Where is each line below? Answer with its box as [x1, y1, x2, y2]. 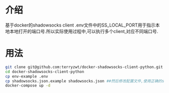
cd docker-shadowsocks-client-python [5, 69, 84, 74]
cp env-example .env [5, 73, 49, 79]
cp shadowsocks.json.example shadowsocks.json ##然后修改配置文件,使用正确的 [5, 78, 162, 83]
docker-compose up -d [5, 83, 51, 88]
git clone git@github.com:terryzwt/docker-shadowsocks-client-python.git [5, 64, 163, 69]
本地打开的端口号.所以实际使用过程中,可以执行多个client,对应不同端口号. [9, 28, 158, 34]
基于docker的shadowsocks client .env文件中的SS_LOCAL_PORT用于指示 [5, 22, 156, 28]
